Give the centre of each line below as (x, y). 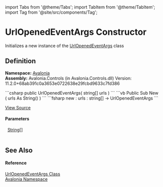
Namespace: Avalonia (27, 73)
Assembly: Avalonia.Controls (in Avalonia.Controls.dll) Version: (69, 78)
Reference (16, 163)
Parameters (17, 119)
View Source (18, 107)
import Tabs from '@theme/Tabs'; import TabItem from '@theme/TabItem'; (80, 7)
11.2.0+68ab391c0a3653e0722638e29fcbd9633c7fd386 (62, 83)
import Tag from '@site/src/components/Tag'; (51, 12)
